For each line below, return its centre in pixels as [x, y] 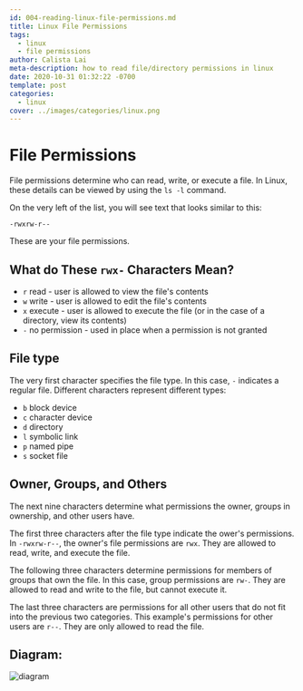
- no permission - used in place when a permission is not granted [145, 330]
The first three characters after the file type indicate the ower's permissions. [152, 533]
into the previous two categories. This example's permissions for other [142, 617]
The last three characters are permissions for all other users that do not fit [147, 607]
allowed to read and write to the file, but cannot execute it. [118, 589]
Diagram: [36, 655]
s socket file [45, 455]
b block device [49, 407]
